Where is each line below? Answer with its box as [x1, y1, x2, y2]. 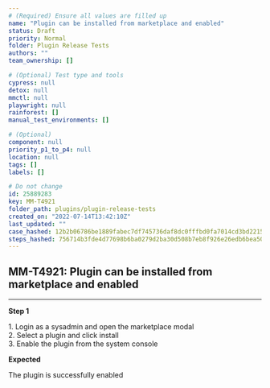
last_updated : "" [8, 220, 67, 228]
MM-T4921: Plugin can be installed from [8, 265, 213, 279]
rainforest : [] [8, 109, 59, 117]
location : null [8, 153, 59, 161]
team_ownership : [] [8, 57, 74, 65]
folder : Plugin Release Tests [8, 42, 110, 50]
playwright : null [8, 101, 67, 109]
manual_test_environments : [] [8, 116, 110, 125]
